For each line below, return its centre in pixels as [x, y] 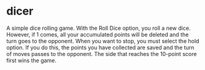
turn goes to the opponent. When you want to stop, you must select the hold [103, 41]
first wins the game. [32, 60]
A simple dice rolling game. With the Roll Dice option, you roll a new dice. [99, 28]
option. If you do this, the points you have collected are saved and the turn [100, 47]
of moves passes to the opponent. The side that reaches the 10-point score [102, 54]
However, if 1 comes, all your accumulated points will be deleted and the [98, 34]
